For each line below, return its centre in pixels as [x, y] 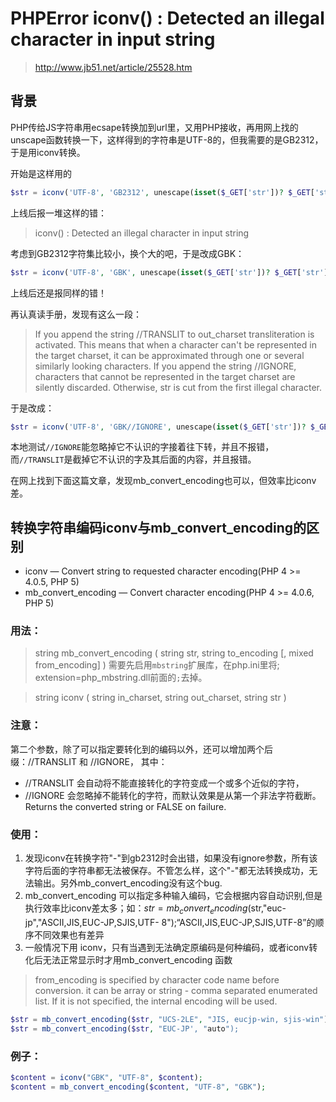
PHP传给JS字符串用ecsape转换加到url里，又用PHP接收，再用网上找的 [154, 127]
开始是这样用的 [41, 173]
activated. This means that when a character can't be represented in [175, 344]
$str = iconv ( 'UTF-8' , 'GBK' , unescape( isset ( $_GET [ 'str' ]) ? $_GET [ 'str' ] [169, 272]
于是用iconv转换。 [48, 152]
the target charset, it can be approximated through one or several [169, 355]
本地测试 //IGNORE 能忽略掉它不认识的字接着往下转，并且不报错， [142, 447]
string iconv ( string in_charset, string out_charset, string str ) [160, 698]
